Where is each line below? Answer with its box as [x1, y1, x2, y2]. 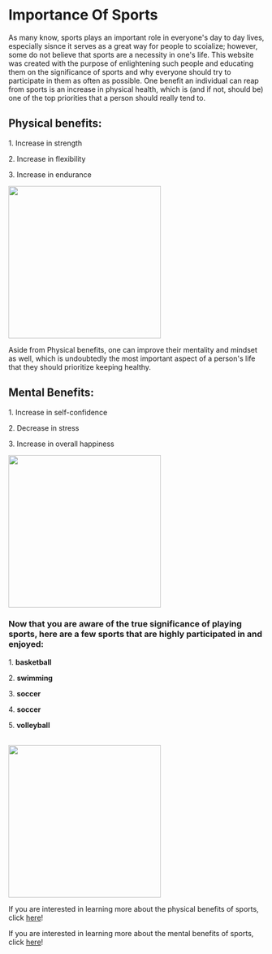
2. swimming [8, 673, 53, 683]
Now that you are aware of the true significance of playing [8, 618, 242, 630]
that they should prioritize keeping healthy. [8, 362, 152, 371]
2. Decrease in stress [8, 423, 80, 432]
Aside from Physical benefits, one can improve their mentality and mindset [8, 345, 258, 354]
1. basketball [8, 657, 52, 667]
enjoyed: [8, 639, 45, 650]
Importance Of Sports [8, 6, 158, 24]
